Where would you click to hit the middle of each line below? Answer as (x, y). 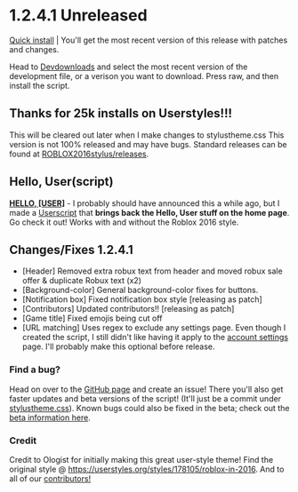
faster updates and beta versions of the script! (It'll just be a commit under (145, 398)
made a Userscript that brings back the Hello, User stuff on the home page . (149, 212)
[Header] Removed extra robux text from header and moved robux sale (152, 271)
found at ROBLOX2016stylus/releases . (79, 154)
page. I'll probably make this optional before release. (118, 346)
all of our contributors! (50, 478)
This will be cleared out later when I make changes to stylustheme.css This (147, 135)
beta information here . (50, 417)
